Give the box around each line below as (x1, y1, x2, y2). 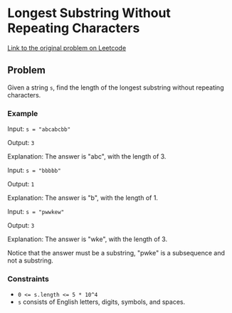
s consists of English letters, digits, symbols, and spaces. (17, 297, 186, 307)
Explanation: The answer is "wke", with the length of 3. (7, 235, 168, 243)
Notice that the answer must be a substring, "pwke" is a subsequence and (7, 249, 226, 258)
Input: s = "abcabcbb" (7, 124, 71, 133)
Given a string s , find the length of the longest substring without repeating (7, 83, 224, 92)
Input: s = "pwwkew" (7, 208, 65, 216)
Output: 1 (7, 180, 35, 189)
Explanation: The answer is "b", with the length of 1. (7, 193, 159, 202)
